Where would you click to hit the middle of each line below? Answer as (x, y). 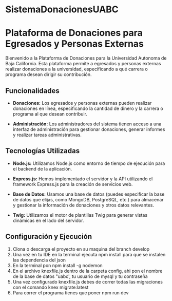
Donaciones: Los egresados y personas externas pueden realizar (82, 103)
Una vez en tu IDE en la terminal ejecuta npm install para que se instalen (89, 254)
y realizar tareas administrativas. (47, 135)
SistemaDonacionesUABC (62, 10)
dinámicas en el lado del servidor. (48, 220)
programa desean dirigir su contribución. (49, 74)
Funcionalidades (33, 91)
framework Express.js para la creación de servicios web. (73, 184)
